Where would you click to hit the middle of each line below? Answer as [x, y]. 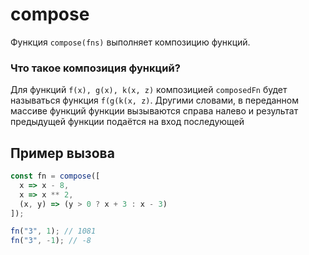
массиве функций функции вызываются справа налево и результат [154, 111]
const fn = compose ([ [55, 176]
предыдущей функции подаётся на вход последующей [127, 122]
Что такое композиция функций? [95, 68]
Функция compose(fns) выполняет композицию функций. [130, 42]
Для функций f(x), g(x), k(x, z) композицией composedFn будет [149, 90]
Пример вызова [62, 153]
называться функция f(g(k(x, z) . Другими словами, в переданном [155, 100]
